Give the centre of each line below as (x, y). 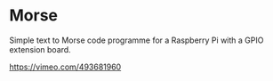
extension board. (40, 49)
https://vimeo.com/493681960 (65, 67)
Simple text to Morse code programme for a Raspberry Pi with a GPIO (136, 40)
